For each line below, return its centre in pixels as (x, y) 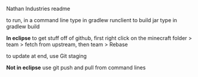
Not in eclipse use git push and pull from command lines (76, 67)
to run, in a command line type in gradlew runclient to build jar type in (92, 20)
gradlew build (23, 27)
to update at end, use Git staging (46, 56)
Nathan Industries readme (38, 9)
